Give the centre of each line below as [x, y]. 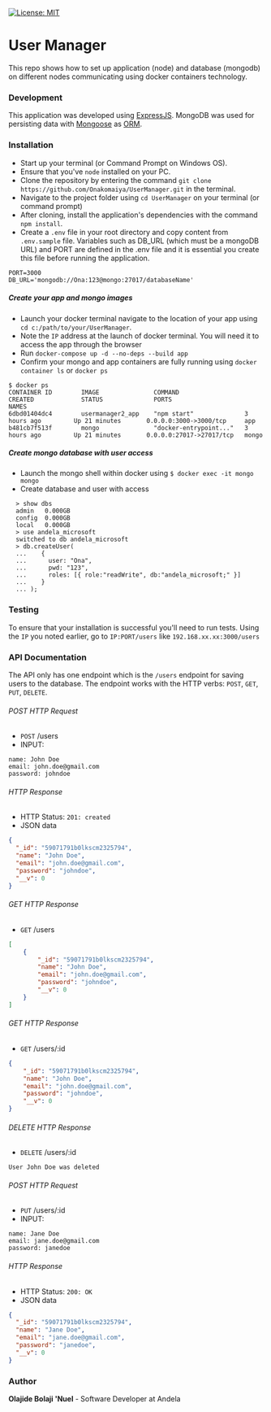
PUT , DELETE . [28, 692]
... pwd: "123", [52, 568]
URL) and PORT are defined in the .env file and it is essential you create [140, 249]
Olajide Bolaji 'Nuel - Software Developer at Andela [95, 1399]
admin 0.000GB [43, 511]
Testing [24, 610]
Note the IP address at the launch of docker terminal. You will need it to [140, 336]
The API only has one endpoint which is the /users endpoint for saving [126, 675]
